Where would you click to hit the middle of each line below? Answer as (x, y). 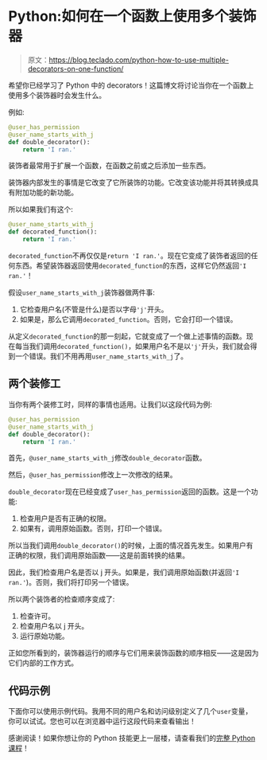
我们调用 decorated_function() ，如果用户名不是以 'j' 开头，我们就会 (139, 347)
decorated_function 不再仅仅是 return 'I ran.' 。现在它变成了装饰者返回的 (130, 256)
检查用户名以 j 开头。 (54, 626)
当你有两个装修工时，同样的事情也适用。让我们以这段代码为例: (110, 404)
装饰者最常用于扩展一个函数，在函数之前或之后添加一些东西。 (109, 166)
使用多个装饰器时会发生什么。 (57, 95)
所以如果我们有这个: (41, 210)
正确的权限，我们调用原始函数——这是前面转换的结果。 (99, 555)
